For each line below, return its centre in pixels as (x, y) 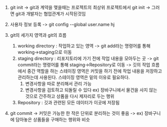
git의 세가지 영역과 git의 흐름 (38, 35)
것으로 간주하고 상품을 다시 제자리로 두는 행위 (70, 96)
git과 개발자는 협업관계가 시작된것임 (51, 14)
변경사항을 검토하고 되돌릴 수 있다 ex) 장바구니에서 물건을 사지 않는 (91, 90)
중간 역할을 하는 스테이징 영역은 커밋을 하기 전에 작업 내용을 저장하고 (95, 71)
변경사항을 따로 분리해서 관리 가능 (58, 84)
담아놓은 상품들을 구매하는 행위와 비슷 (53, 119)
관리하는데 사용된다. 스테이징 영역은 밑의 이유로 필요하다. (74, 77)
